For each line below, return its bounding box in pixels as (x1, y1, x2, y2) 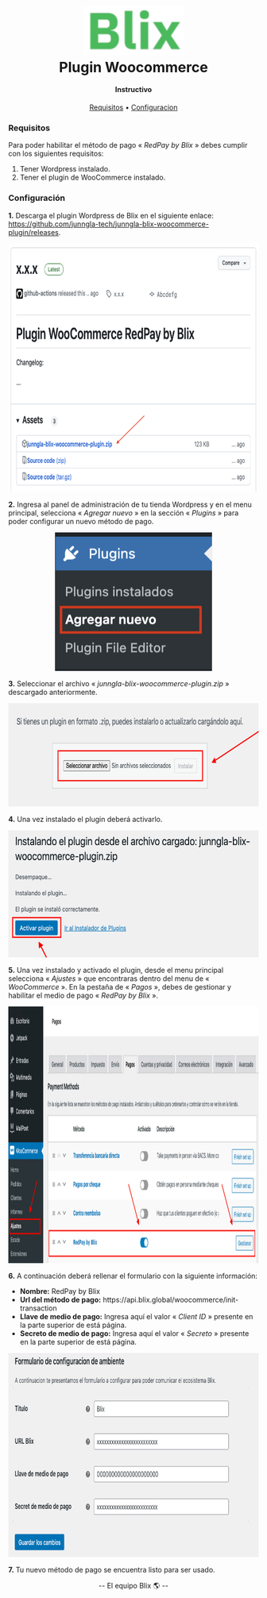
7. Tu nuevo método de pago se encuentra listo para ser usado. (8, 1565, 216, 1574)
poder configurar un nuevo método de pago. (8, 516, 154, 526)
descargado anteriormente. (8, 687, 98, 697)
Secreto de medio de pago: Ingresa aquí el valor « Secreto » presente (19, 1328, 250, 1338)
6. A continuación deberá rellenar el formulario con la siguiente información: (8, 1271, 258, 1280)
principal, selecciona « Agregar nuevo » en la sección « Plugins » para (8, 508, 239, 517)
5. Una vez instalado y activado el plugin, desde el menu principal (8, 965, 224, 975)
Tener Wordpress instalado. (19, 164, 110, 174)
